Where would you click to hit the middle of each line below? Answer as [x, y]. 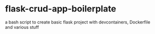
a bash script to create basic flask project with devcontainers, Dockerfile [78, 22]
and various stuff [22, 27]
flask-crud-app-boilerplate [61, 9]
